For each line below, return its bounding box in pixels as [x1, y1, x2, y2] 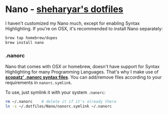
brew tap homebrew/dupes [5, 35, 58, 40]
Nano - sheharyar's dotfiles [5, 4, 123, 15]
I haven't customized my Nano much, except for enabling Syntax [5, 20, 140, 26]
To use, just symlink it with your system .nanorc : [5, 89, 106, 95]
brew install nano [5, 40, 44, 45]
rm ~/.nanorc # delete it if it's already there [5, 99, 116, 104]
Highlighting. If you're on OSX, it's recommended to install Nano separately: [5, 25, 163, 31]
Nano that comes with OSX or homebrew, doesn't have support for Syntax [5, 63, 160, 69]
